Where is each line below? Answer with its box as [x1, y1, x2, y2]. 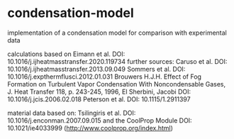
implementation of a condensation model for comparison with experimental [7, 28, 227, 37]
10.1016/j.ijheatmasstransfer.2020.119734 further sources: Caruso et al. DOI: [7, 57, 228, 65]
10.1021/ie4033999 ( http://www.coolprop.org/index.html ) [7, 123, 174, 132]
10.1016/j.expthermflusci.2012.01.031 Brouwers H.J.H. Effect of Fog [7, 72, 202, 81]
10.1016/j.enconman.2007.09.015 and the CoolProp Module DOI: [7, 116, 193, 125]
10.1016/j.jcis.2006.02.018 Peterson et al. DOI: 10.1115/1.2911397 [7, 94, 191, 104]
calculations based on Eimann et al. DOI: [7, 50, 126, 58]
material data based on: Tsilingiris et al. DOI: [7, 109, 136, 117]
